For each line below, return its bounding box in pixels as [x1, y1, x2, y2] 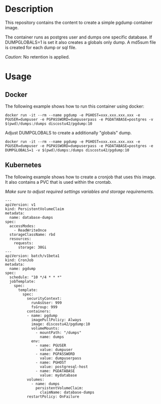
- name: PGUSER [36, 343, 67, 348]
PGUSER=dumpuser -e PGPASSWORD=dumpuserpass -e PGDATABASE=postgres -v [5, 117, 153, 122]
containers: [26, 308, 51, 314]
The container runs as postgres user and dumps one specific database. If [5, 34, 152, 40]
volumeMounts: [31, 326, 60, 331]
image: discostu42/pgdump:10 [31, 322, 90, 327]
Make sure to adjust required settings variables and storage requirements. [5, 189, 154, 194]
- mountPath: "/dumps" [36, 330, 82, 335]
